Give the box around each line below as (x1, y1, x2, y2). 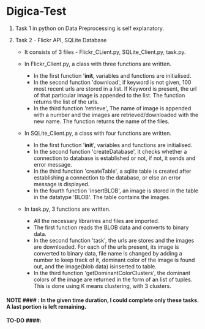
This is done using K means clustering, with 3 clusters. (33, 282, 171, 289)
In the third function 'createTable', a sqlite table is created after (33, 167, 192, 175)
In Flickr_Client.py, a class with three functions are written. (24, 60, 171, 67)
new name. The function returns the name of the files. (33, 118, 170, 125)
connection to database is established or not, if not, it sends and (33, 154, 196, 162)
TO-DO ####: (6, 317, 42, 324)
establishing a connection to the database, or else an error (33, 173, 181, 181)
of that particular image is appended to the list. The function (33, 91, 185, 99)
